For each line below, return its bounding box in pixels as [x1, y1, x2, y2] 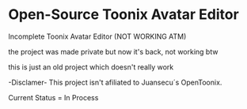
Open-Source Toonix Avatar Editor [8, 6, 239, 24]
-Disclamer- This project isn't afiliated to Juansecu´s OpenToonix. [8, 77, 222, 87]
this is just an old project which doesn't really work [8, 62, 174, 72]
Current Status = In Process [8, 92, 99, 102]
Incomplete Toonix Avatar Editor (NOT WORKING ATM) [8, 32, 187, 41]
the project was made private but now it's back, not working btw [8, 47, 218, 56]
